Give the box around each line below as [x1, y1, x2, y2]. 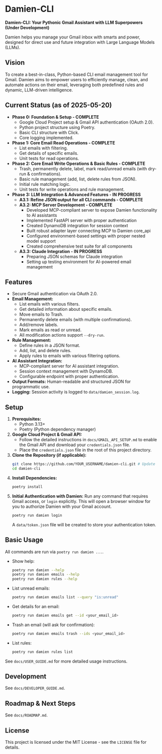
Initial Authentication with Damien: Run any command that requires [12, 493, 148, 499]
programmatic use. [12, 384, 50, 390]
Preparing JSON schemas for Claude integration [26, 253, 123, 259]
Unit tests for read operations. [19, 155, 79, 161]
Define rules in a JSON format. [19, 342, 81, 348]
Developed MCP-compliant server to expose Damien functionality [26, 207, 157, 213]
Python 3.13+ [19, 421, 45, 427]
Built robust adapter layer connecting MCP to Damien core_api [26, 228, 151, 233]
